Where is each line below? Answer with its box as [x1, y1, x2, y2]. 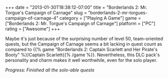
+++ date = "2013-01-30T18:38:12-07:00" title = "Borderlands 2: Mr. [5, 5, 148, 10]
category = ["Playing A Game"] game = [59, 15, 141, 21]
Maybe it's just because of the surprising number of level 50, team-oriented [5, 35, 163, 42]
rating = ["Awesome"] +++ [5, 26, 61, 32]
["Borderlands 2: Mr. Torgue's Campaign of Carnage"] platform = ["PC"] [5, 20, 156, 26]
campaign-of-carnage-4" [5, 15, 59, 21]
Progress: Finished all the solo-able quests [5, 67, 95, 73]
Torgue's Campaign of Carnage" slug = [5, 10, 87, 16]
